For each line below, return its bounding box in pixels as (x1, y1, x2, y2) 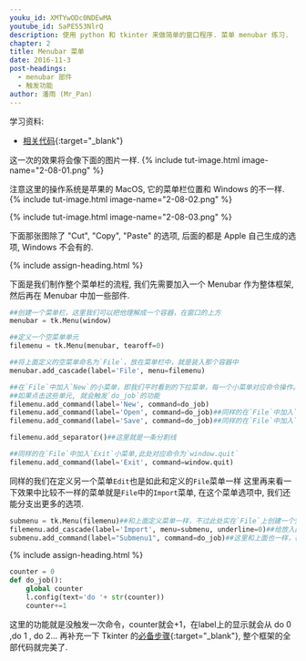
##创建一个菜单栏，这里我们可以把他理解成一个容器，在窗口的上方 (9, 308, 221, 317)
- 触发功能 (17, 81, 54, 90)
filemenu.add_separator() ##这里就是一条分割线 (9, 433, 178, 442)
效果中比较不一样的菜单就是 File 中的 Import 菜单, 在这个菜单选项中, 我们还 (16, 486, 291, 497)
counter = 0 (9, 567, 55, 576)
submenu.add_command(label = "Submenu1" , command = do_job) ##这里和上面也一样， (9, 534, 295, 543)
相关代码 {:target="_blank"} (22, 135, 124, 146)
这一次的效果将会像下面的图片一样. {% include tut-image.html (9, 154, 240, 165)
